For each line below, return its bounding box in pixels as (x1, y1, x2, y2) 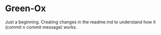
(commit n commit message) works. (5, 24, 77, 30)
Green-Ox (5, 3, 46, 14)
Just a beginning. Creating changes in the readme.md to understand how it (5, 19, 156, 25)
